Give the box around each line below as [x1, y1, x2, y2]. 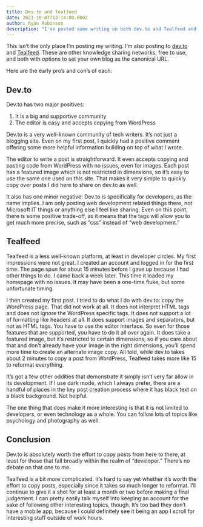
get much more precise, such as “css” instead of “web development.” [6, 219, 180, 226]
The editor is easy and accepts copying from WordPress [15, 119, 156, 126]
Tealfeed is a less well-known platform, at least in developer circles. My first [6, 253, 196, 260]
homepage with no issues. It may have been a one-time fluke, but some [6, 278, 185, 285]
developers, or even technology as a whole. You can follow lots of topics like [6, 410, 198, 418]
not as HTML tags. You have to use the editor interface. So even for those [6, 322, 190, 330]
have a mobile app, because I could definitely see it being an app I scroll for [6, 508, 195, 515]
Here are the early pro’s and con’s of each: [6, 67, 113, 75]
